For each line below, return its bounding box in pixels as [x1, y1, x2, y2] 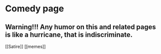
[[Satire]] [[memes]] [5, 44, 46, 50]
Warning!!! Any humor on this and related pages [5, 23, 157, 31]
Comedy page [5, 3, 64, 14]
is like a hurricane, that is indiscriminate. [5, 30, 133, 39]
